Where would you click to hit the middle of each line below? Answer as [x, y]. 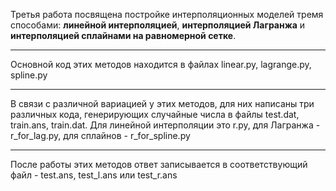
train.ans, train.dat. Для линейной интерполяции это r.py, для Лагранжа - [165, 125]
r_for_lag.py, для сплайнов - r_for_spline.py [100, 135]
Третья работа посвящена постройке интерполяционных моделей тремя [167, 14]
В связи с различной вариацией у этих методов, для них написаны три [162, 103]
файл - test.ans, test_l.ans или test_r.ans [94, 175]
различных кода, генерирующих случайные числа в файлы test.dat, [155, 114]
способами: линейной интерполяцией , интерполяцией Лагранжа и [158, 25]
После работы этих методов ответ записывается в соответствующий [159, 164]
